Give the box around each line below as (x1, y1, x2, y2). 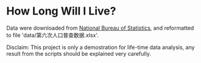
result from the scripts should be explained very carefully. (6, 50, 151, 57)
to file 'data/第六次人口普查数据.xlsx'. (6, 31, 99, 39)
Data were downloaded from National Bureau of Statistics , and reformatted (6, 24, 194, 31)
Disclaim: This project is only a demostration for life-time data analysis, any (6, 44, 195, 51)
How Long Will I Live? (6, 4, 116, 18)
